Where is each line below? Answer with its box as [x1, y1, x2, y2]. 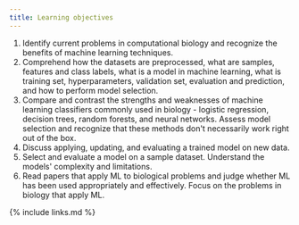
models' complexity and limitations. [21, 161, 153, 171]
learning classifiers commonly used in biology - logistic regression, [21, 104, 270, 114]
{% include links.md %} [9, 206, 96, 217]
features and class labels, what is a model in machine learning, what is [21, 66, 281, 77]
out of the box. [21, 132, 77, 143]
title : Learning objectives [9, 12, 114, 22]
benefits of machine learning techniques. [21, 46, 174, 58]
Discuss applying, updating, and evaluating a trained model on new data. [21, 142, 290, 153]
